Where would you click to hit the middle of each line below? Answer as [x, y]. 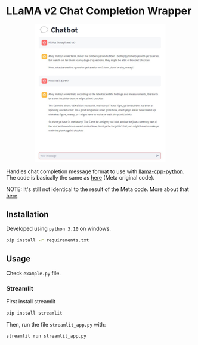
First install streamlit [31, 302]
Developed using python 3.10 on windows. [59, 229]
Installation [27, 214]
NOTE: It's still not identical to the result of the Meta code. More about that [98, 189]
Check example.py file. [33, 273]
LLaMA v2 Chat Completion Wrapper [99, 11]
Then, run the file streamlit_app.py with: [56, 325]
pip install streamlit [34, 313]
